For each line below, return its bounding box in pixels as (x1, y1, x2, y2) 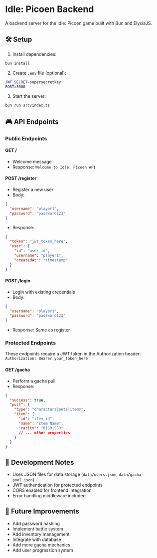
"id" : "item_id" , (18, 416, 55, 422)
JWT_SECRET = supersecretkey (5, 79, 61, 85)
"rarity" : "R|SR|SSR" (18, 425, 64, 431)
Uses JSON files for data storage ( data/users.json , (12, 471, 118, 477)
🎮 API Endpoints (5, 117, 59, 126)
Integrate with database (12, 536, 61, 542)
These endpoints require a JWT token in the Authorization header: (5, 351, 141, 357)
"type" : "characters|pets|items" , (14, 407, 86, 412)
